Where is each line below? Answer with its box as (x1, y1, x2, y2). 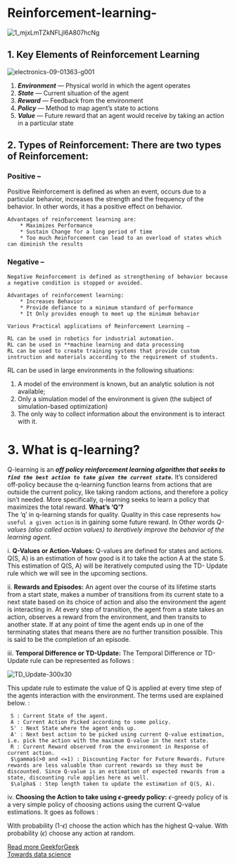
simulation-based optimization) (17, 402, 108, 410)
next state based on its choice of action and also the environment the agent (7, 597, 227, 606)
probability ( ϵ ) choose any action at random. (7, 828, 136, 837)
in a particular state (17, 119, 74, 127)
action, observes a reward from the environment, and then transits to (7, 612, 207, 621)
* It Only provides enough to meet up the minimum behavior (20, 310, 200, 317)
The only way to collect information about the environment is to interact (17, 410, 225, 418)
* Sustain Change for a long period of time (20, 228, 153, 236)
